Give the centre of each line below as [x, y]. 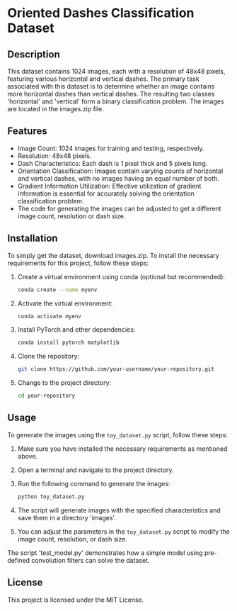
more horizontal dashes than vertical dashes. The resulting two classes [111, 94]
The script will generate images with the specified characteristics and [119, 510]
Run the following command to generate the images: [94, 483]
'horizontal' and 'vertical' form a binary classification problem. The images [116, 101]
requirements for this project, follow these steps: [78, 263]
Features [27, 131]
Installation [33, 239]
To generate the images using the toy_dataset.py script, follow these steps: [117, 435]
